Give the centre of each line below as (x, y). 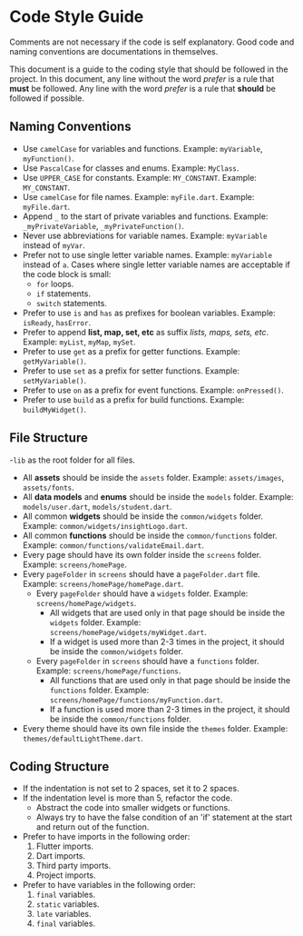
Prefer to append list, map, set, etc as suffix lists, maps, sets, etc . (146, 332)
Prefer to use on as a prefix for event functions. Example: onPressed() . (153, 390)
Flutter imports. (64, 846)
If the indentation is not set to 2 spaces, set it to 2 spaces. (131, 789)
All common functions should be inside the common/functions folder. (150, 535)
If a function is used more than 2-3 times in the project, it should (170, 709)
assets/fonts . (48, 487)
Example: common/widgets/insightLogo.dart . (105, 525)
